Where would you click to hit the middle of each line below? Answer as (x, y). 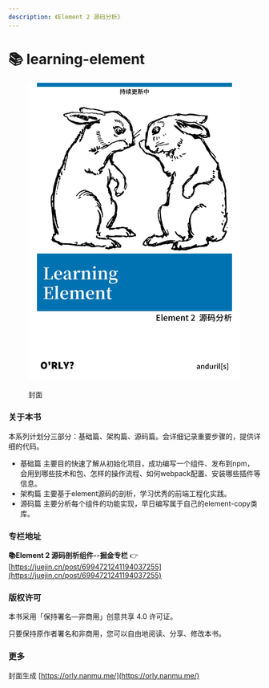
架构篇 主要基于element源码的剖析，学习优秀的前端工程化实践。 (125, 493)
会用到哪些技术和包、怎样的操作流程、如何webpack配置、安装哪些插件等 (140, 473)
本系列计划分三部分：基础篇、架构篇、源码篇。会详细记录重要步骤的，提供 (131, 436)
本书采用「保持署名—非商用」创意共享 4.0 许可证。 (93, 617)
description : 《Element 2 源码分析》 (66, 17)
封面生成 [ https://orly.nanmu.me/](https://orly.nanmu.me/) (104, 675)
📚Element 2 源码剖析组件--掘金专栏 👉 (73, 556)
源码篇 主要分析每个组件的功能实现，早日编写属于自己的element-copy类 (139, 503)
